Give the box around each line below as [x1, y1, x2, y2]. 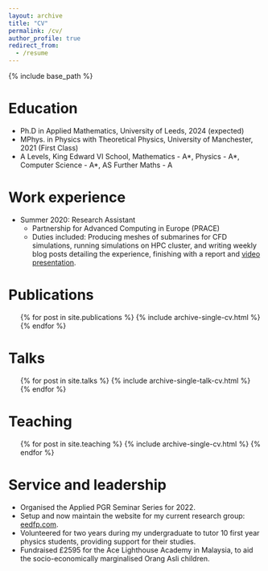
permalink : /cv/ [8, 27, 63, 35]
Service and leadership [8, 475, 167, 494]
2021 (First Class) [19, 142, 79, 153]
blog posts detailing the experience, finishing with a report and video [31, 249, 261, 258]
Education [8, 100, 78, 117]
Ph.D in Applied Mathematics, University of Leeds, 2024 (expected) [19, 125, 245, 135]
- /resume [15, 49, 48, 57]
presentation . [31, 257, 76, 267]
